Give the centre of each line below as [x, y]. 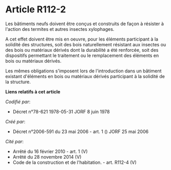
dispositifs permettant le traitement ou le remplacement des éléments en [82, 55]
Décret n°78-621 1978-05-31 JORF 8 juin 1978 [61, 111]
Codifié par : [18, 102]
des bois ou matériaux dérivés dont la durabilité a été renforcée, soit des [82, 50]
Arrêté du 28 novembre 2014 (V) [47, 157]
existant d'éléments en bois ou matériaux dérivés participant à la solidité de [85, 76]
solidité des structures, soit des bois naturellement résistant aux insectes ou [86, 44]
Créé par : [15, 121]
